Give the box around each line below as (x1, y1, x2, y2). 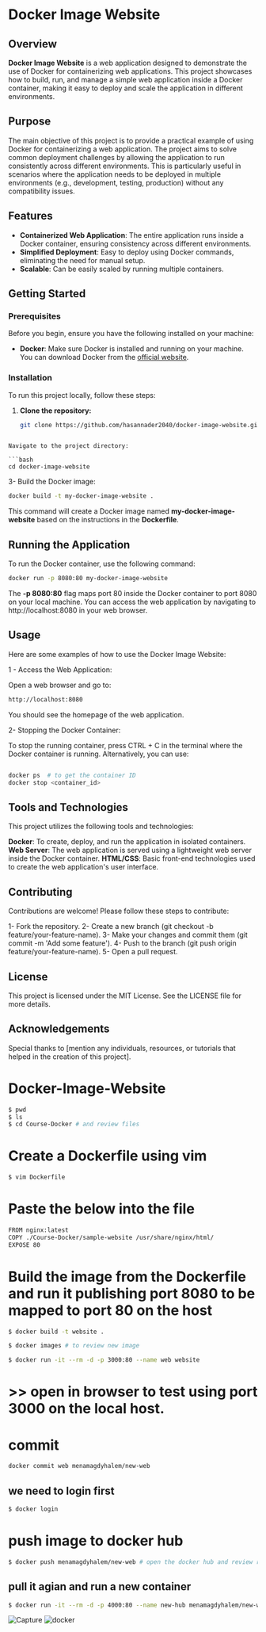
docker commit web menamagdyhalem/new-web (8, 1462, 150, 1470)
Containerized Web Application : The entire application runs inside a (19, 230, 244, 239)
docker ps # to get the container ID (8, 771, 136, 779)
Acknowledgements (8, 1022, 110, 1036)
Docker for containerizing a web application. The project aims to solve (8, 144, 237, 154)
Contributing (8, 885, 73, 899)
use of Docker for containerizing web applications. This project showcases (8, 67, 253, 76)
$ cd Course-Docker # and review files (8, 1120, 140, 1129)
